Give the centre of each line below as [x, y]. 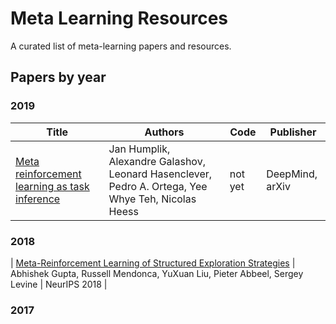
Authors [164, 132]
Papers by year [58, 77]
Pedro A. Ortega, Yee [158, 186]
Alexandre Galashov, [157, 161]
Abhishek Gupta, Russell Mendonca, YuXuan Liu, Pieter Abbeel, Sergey [157, 273]
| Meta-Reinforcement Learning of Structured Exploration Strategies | [153, 263]
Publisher [293, 132]
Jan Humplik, [139, 149]
